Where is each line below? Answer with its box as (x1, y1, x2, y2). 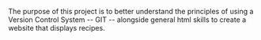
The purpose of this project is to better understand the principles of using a (8, 7, 254, 16)
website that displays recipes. (8, 24, 105, 32)
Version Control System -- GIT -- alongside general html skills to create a (8, 15, 247, 24)
